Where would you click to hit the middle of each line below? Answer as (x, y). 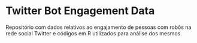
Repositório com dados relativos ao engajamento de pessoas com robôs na (99, 27)
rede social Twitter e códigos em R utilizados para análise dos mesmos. (94, 33)
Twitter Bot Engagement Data (80, 11)
